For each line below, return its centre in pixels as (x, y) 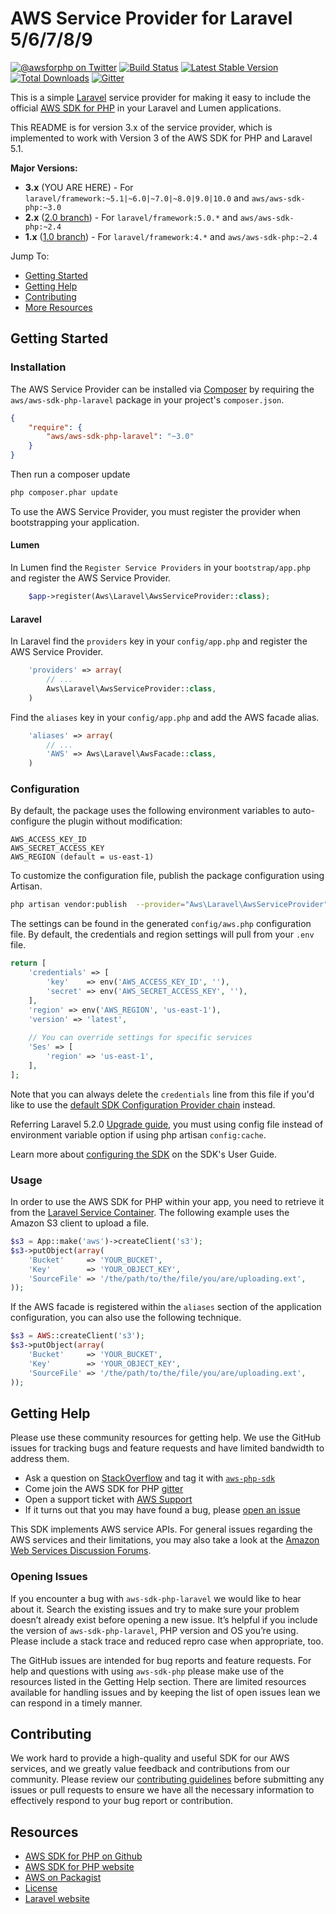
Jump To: (30, 256)
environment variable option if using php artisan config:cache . (138, 1134)
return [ (28, 963)
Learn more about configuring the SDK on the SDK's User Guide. (143, 1154)
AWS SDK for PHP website (79, 1867)
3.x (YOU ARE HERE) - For (79, 187)
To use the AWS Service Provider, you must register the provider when (156, 511)
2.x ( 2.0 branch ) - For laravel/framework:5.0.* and (131, 217)
